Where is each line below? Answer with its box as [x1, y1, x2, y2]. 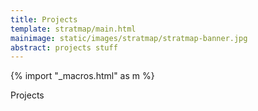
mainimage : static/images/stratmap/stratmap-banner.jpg [10, 33, 248, 43]
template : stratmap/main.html [10, 24, 137, 34]
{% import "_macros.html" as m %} [10, 70, 155, 82]
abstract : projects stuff [10, 42, 118, 53]
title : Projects [10, 14, 78, 25]
